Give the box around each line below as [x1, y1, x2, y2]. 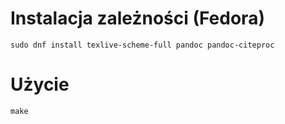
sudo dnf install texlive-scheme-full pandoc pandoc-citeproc [10, 40, 275, 50]
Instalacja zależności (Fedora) [10, 7, 265, 30]
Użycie [10, 73, 70, 96]
